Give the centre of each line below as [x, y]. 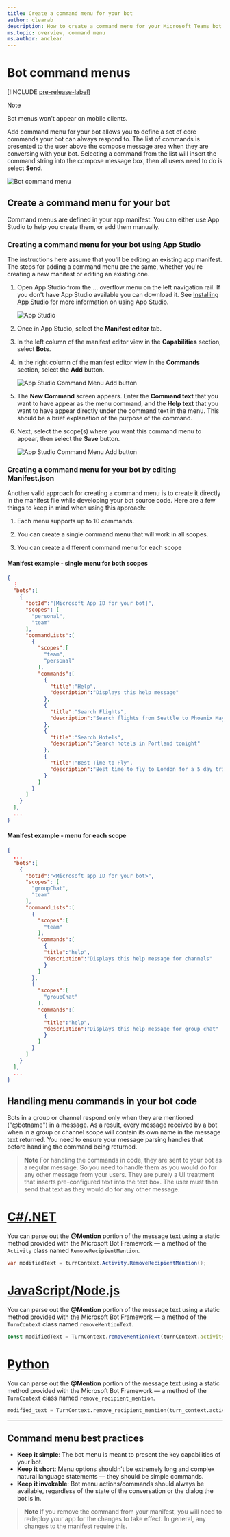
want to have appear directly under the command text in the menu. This [118, 411]
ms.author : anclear [35, 39]
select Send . [25, 168]
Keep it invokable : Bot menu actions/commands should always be [110, 1484]
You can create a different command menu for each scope [99, 548]
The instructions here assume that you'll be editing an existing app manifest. [115, 260]
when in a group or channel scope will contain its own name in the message [114, 1132]
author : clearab [30, 20]
